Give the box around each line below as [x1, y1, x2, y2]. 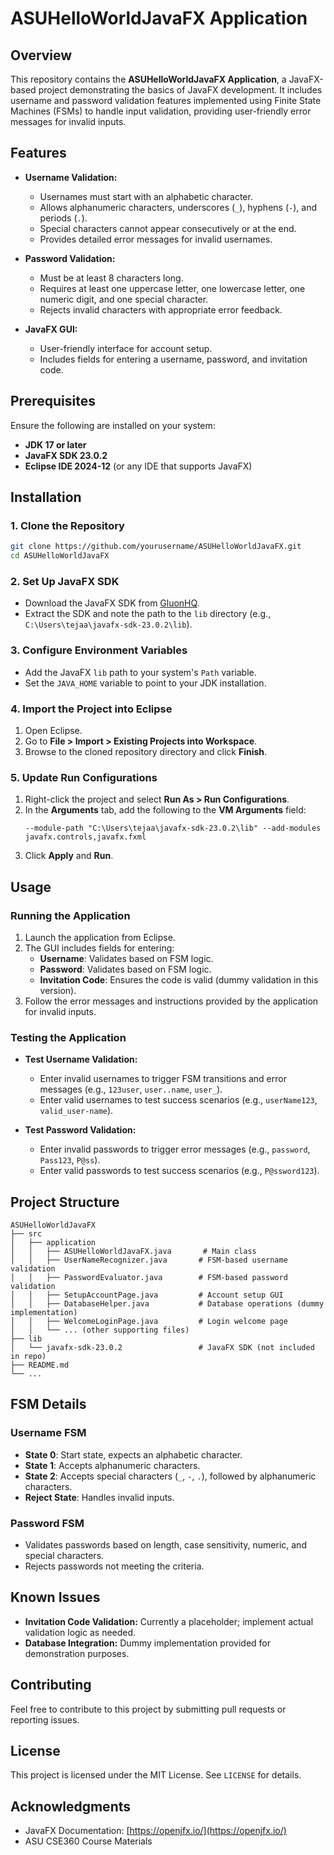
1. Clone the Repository [10, 518, 125, 532]
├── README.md [10, 1360, 70, 1371]
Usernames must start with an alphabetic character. [39, 190, 253, 202]
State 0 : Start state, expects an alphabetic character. [24, 1448, 243, 1461]
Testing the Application [10, 1030, 127, 1044]
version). [39, 984, 77, 996]
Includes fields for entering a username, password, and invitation [39, 353, 308, 365]
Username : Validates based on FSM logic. [39, 952, 214, 964]
